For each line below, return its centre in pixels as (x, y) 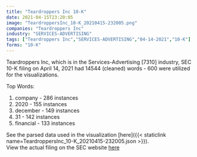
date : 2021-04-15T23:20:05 (40, 17)
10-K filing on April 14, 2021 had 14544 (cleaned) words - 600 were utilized (98, 68)
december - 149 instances (47, 110)
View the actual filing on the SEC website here (63, 147)
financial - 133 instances (45, 123)
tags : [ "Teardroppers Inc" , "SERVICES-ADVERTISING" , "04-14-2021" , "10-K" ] (98, 39)
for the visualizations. (33, 75)
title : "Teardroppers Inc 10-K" (46, 12)
